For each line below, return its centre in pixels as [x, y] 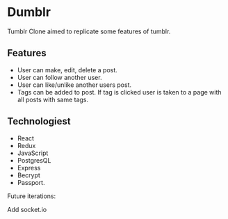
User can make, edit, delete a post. [67, 70]
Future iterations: [32, 196]
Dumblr [29, 12]
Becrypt [28, 175]
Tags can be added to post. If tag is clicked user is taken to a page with [119, 92]
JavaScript [33, 153]
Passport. [31, 182]
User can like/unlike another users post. [74, 85]
